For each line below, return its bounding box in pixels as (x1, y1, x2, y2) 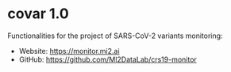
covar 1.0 (7, 5, 69, 23)
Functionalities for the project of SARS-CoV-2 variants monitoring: (7, 31, 223, 40)
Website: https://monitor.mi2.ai (18, 46, 120, 55)
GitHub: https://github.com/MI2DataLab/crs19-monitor (18, 55, 198, 64)
